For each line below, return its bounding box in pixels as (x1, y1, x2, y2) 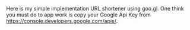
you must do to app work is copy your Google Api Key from (6, 11, 151, 18)
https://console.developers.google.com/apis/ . (6, 18, 118, 24)
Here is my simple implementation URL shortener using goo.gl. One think (6, 5, 184, 12)
